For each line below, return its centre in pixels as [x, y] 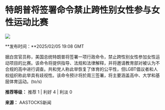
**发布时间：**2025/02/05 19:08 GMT [45, 46]
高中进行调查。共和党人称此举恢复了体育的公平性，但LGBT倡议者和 [86, 69]
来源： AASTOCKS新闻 [28, 102]
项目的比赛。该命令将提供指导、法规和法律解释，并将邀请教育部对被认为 [82, 63]
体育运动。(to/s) [26, 81]
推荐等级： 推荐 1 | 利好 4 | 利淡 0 [39, 92]
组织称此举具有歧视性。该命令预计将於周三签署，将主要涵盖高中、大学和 [82, 75]
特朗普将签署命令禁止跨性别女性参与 [78, 10]
